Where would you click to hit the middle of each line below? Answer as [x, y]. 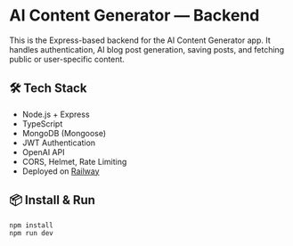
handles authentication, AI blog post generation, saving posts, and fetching [147, 49]
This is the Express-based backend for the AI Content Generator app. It [140, 40]
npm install [31, 225]
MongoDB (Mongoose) [64, 133]
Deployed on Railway [61, 171]
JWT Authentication [59, 143]
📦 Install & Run [53, 200]
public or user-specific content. [67, 59]
